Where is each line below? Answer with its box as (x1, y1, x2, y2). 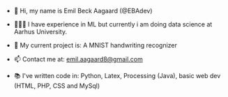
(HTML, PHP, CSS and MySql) (13, 82, 100, 90)
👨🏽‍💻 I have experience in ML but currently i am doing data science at (13, 20, 213, 28)
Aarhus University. (13, 28, 68, 36)
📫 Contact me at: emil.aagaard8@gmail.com (13, 55, 143, 63)
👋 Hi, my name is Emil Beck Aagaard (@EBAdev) (13, 7, 153, 15)
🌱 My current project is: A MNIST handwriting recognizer (13, 41, 178, 49)
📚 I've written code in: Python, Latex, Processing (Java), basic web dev (13, 72, 221, 80)
